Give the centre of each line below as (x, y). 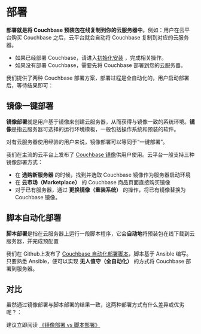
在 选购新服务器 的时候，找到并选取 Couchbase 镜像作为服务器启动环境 (103, 175)
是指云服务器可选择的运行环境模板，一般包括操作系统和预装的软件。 (95, 129)
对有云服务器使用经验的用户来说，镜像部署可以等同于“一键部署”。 (87, 142)
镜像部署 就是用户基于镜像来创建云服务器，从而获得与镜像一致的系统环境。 (98, 122)
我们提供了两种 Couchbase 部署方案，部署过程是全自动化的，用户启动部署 (98, 78)
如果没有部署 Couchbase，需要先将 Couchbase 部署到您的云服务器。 (100, 65)
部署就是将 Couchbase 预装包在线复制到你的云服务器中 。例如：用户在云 (95, 30)
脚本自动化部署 (34, 218)
